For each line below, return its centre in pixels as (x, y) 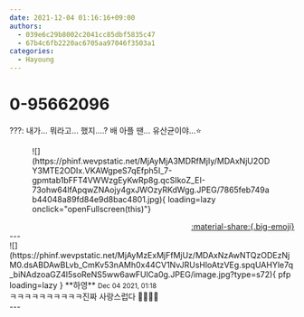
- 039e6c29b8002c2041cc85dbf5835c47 (86, 34)
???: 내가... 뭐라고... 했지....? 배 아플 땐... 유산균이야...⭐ (105, 130)
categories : (32, 51)
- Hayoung (36, 60)
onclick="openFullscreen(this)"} (92, 209)
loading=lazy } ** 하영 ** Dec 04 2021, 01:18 (83, 284)
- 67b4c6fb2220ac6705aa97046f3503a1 (86, 43)
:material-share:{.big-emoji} (243, 226)
